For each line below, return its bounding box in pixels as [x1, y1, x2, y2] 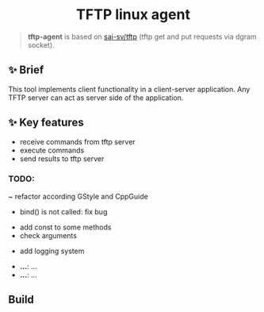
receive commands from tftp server [19, 137, 136, 146]
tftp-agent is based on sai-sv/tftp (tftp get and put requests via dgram [27, 32, 258, 41]
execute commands [19, 145, 85, 155]
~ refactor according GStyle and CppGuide [8, 191, 148, 201]
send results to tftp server [19, 153, 105, 164]
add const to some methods [19, 222, 112, 232]
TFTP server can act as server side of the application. [8, 93, 184, 102]
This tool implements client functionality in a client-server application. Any [8, 84, 251, 94]
